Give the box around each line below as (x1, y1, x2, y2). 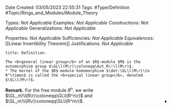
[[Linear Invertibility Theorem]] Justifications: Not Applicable (5, 40, 134, 47)
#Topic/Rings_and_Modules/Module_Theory (5, 10, 98, 16)
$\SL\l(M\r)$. (5, 77, 36, 82)
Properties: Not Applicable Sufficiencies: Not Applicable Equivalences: (5, 35, 155, 41)
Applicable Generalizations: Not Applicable (5, 25, 96, 31)
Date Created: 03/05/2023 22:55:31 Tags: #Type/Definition (5, 5, 130, 10)
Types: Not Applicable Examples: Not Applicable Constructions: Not (5, 20, 149, 26)
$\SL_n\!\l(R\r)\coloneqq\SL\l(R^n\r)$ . (5, 98, 84, 104)
